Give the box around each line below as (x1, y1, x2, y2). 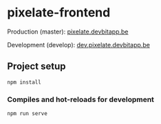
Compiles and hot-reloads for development (7, 95, 155, 104)
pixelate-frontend (7, 5, 111, 21)
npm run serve (7, 110, 48, 117)
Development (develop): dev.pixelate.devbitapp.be (7, 40, 150, 49)
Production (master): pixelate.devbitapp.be (7, 27, 129, 36)
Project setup (7, 60, 67, 73)
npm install (7, 79, 41, 86)
